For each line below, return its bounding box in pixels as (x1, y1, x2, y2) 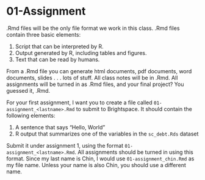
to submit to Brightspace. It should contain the (76, 105, 192, 112)
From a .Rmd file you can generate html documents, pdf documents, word (6, 67, 192, 74)
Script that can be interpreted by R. (15, 43, 104, 50)
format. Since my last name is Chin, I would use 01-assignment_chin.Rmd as (6, 154, 195, 162)
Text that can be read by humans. (15, 56, 100, 63)
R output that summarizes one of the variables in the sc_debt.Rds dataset (15, 130, 199, 137)
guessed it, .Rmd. (6, 87, 51, 94)
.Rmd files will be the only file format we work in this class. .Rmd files (6, 24, 180, 32)
